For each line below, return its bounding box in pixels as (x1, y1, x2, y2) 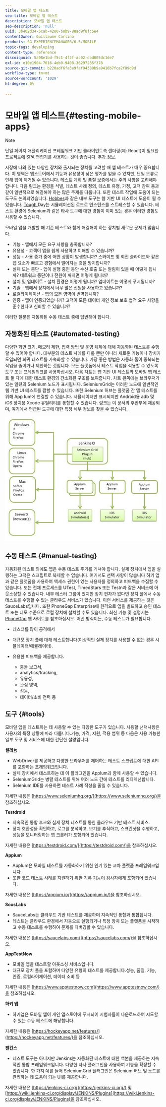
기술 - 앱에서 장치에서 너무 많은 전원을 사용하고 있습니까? (12, 284, 123, 290)
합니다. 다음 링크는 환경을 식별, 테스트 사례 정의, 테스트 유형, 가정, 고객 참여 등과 (5, 183, 160, 189)
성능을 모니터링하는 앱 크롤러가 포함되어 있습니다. (12, 832, 108, 838)
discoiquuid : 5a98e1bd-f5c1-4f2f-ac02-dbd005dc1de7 (5, 55, 114, 60)
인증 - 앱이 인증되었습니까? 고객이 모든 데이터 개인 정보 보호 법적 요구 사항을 (12, 297, 160, 303)
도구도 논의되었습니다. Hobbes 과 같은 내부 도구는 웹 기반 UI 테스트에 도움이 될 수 (5, 195, 162, 201)
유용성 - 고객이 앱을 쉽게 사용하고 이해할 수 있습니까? (12, 247, 115, 253)
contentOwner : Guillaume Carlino (5, 34, 74, 39)
